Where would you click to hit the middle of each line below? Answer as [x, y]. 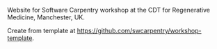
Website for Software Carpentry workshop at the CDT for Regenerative [109, 10]
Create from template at [41, 31]
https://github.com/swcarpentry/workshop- [139, 31]
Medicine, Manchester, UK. [46, 17]
